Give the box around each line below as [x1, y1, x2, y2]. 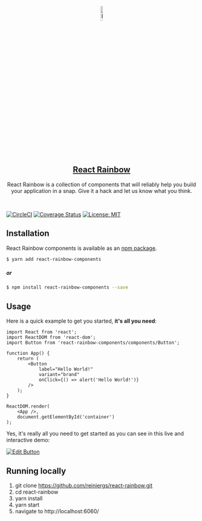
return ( [17, 355, 39, 362]
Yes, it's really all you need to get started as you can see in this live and [6, 430, 184, 437]
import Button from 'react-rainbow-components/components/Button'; [6, 340, 180, 346]
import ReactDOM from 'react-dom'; [6, 334, 96, 341]
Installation [6, 228, 50, 239]
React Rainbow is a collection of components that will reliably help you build [7, 181, 197, 188]
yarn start [15, 501, 40, 508]
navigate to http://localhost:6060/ [15, 507, 99, 515]
